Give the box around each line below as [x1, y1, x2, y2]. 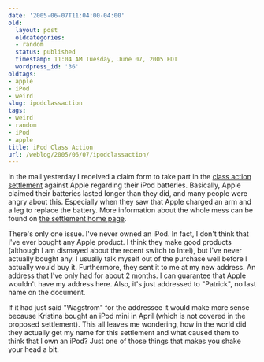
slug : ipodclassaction [8, 99, 83, 107]
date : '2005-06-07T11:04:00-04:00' [8, 11, 125, 20]
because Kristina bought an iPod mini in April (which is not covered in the [8, 312, 246, 321]
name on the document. [8, 288, 86, 297]
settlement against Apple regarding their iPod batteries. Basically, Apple [8, 180, 242, 190]
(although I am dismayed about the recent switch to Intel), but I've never [8, 246, 242, 256]
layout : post [15, 26, 58, 34]
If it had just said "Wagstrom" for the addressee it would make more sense [8, 303, 250, 312]
